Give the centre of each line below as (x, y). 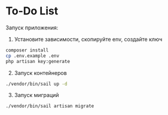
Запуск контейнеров (40, 72)
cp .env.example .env (33, 56)
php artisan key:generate (38, 61)
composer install (27, 50)
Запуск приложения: (32, 28)
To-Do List (32, 11)
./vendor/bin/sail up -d (36, 84)
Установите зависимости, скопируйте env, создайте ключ (88, 39)
